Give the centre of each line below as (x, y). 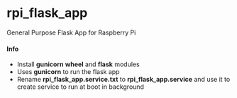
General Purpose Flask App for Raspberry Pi (71, 32)
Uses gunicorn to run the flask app (68, 72)
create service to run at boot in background (81, 87)
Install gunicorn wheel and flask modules (78, 64)
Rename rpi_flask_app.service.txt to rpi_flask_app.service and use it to (123, 80)
